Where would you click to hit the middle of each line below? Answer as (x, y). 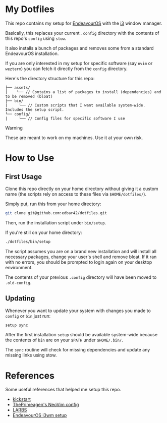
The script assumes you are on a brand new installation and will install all (81, 251)
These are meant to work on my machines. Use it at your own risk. (74, 138)
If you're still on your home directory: (44, 232)
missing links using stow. (31, 355)
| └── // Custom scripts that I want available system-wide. (75, 105)
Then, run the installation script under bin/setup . (56, 222)
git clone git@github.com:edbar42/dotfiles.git (56, 213)
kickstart (22, 399)
